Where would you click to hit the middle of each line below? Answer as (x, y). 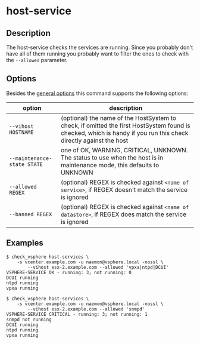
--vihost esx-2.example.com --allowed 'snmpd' (86, 309)
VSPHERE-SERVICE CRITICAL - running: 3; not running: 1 (77, 314)
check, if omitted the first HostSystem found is (125, 125)
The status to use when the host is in (112, 158)
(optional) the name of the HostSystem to (118, 118)
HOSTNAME (21, 132)
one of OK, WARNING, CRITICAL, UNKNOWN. (124, 150)
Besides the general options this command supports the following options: (97, 93)
